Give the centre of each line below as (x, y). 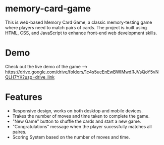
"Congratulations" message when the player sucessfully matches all (82, 126)
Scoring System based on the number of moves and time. (71, 137)
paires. (19, 132)
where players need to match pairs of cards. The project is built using (76, 27)
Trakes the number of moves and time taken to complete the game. (81, 116)
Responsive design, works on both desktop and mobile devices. (77, 111)
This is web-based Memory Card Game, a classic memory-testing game (79, 22)
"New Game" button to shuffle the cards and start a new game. (77, 121)
